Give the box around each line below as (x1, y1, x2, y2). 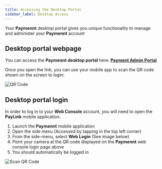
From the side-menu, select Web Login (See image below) (12, 134, 130, 140)
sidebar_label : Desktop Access (5, 12, 69, 17)
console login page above (12, 144, 64, 150)
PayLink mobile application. (5, 114, 61, 120)
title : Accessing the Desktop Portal (5, 7, 82, 12)
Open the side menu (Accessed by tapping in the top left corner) (12, 128, 142, 134)
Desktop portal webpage (5, 44, 82, 53)
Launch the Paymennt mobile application (12, 123, 95, 129)
